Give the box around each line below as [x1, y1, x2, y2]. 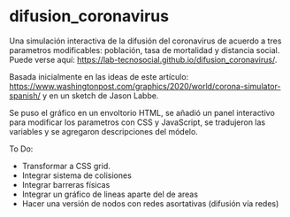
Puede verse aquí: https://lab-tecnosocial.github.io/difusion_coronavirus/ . [9, 54, 278, 65]
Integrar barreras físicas [21, 179, 111, 190]
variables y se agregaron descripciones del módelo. [9, 126, 199, 136]
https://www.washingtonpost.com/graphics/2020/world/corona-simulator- [9, 81, 281, 91]
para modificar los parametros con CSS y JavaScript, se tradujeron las [9, 117, 266, 128]
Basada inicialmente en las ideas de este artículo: [9, 71, 189, 81]
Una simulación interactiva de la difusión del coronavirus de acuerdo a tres [9, 35, 282, 46]
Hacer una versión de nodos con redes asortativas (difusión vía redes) [21, 198, 279, 209]
